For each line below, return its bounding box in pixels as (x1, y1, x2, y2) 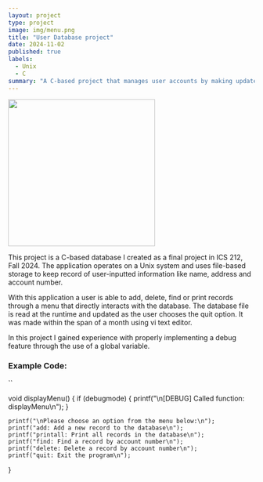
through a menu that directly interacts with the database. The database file (8, 301, 249, 310)
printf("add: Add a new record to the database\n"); (8, 424, 184, 432)
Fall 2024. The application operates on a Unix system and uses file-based (8, 260, 247, 270)
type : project (8, 19, 55, 27)
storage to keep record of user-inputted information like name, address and (8, 269, 252, 278)
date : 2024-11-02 (8, 41, 65, 49)
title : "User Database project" (8, 33, 113, 42)
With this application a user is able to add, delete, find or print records (8, 292, 233, 302)
